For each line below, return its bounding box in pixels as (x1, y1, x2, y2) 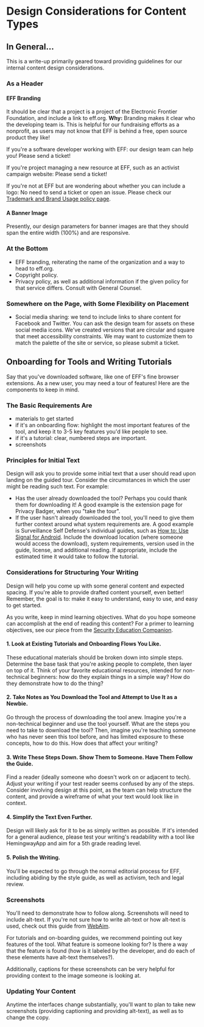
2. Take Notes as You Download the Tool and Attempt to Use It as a (6, 694, 178, 701)
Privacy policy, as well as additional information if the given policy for (15, 277, 189, 285)
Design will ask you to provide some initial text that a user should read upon (6, 470, 196, 477)
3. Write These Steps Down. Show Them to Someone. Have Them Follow (6, 753, 193, 761)
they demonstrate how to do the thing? (6, 680, 104, 687)
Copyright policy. (15, 271, 58, 279)
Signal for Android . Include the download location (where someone (15, 533, 184, 541)
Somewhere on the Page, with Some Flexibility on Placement (6, 299, 189, 308)
